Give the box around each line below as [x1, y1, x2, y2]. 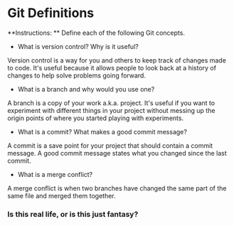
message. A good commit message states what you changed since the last [7, 149, 227, 157]
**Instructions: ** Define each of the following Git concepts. [7, 28, 185, 37]
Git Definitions [7, 5, 95, 21]
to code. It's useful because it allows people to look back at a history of [7, 63, 217, 72]
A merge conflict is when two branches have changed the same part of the [7, 183, 227, 193]
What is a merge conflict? [17, 170, 93, 178]
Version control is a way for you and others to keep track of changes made [7, 55, 226, 65]
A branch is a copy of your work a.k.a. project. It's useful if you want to [7, 98, 216, 107]
